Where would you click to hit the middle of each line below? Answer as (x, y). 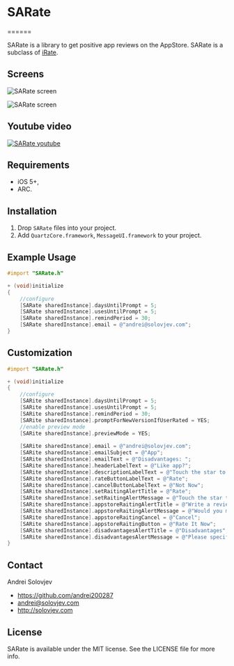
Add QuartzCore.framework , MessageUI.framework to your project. (109, 235)
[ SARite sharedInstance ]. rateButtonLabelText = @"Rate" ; (104, 479)
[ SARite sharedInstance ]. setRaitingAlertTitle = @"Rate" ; (106, 492)
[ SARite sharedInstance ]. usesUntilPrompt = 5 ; (88, 408)
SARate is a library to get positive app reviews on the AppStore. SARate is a (115, 45)
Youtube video (39, 126)
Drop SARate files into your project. (67, 228)
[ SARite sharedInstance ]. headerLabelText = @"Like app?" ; (106, 465)
